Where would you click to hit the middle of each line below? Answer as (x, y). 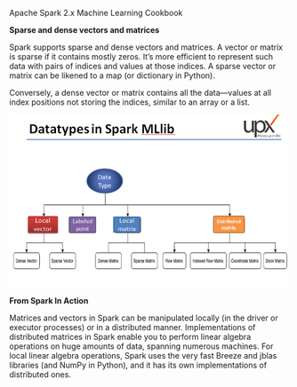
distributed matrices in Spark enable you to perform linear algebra (130, 337)
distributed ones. (40, 375)
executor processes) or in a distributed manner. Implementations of (132, 328)
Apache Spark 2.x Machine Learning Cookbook (96, 13)
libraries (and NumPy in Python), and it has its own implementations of (138, 365)
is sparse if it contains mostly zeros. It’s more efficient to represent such (141, 56)
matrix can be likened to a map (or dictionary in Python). (112, 75)
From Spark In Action (49, 301)
